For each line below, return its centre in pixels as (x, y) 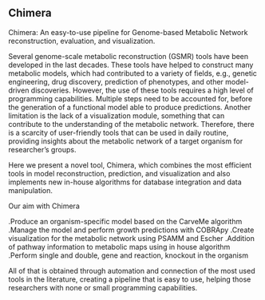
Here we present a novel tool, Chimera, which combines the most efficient (130, 165)
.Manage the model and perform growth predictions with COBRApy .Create (131, 230)
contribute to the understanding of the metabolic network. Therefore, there (131, 124)
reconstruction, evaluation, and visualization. (82, 41)
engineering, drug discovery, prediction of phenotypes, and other (116, 81)
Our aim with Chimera (44, 206)
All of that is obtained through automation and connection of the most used (132, 270)
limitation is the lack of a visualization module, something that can (117, 116)
